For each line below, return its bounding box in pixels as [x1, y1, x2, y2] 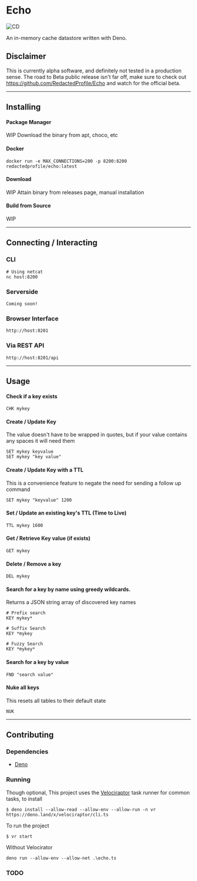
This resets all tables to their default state [6, 697, 106, 704]
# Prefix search [6, 610, 46, 616]
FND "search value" [6, 672, 54, 678]
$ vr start [6, 833, 33, 839]
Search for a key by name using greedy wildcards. [6, 586, 131, 593]
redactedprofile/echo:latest [6, 163, 77, 169]
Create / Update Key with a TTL [6, 466, 84, 473]
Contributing [6, 730, 54, 740]
